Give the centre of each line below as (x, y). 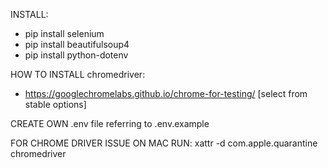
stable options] (55, 104)
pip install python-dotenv (76, 55)
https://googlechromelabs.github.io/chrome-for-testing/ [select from (166, 93)
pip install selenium (64, 33)
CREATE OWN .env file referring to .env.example (110, 123)
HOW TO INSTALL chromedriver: (78, 74)
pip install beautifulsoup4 (77, 44)
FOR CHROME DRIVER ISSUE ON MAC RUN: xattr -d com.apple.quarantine (164, 143)
